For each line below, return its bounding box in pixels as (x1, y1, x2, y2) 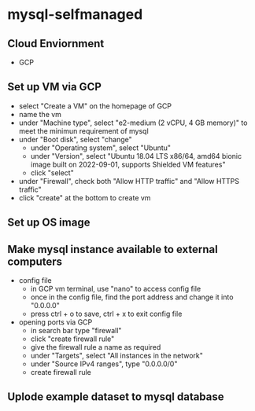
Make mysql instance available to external (7, 242, 218, 256)
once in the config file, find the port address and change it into (30, 292, 234, 302)
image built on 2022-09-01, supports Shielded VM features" (30, 160, 226, 169)
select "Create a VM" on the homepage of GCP (18, 101, 172, 111)
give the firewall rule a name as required (30, 343, 161, 352)
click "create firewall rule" (30, 334, 115, 343)
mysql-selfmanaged (7, 6, 143, 24)
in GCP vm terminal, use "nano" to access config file (30, 284, 201, 294)
